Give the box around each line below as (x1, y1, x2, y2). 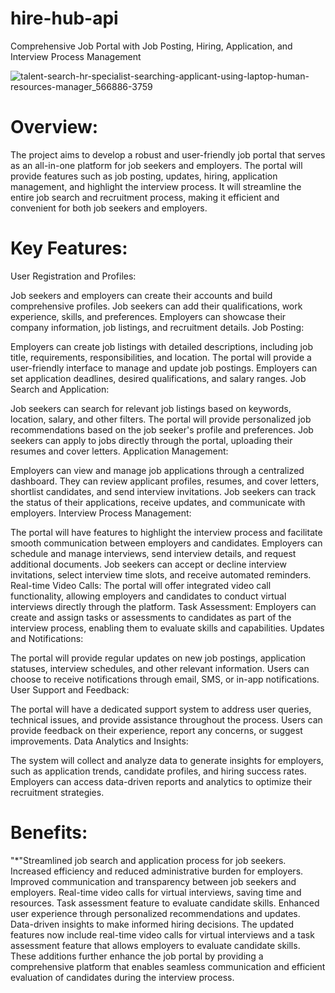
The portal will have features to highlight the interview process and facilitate (10, 526, 323, 538)
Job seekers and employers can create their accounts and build (10, 289, 273, 301)
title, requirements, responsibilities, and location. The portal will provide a (10, 351, 312, 363)
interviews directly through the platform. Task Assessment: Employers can (10, 600, 317, 612)
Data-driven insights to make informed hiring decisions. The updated (10, 918, 295, 930)
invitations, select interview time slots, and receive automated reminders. (10, 568, 312, 581)
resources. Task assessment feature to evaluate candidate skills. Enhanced (10, 897, 320, 909)
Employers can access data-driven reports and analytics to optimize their (10, 775, 313, 787)
